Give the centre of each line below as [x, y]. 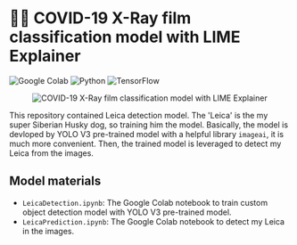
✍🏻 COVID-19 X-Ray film [100, 18]
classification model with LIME [125, 37]
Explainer [45, 56]
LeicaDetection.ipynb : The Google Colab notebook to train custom [145, 202]
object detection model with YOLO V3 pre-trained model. [127, 212]
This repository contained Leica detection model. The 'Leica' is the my [139, 115]
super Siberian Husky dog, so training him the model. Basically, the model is [148, 125]
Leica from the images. [51, 153]
